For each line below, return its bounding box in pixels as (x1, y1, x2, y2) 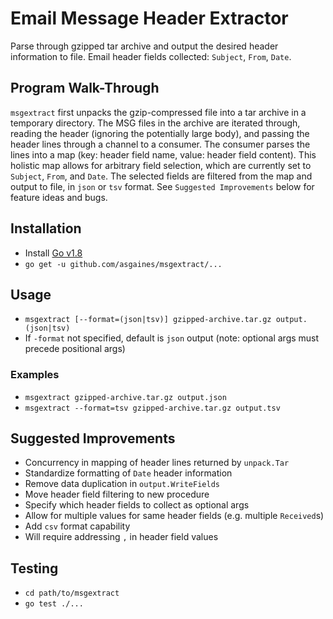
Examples (10, 368, 60, 382)
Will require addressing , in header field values (24, 531, 219, 543)
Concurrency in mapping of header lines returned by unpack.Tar (24, 457, 290, 469)
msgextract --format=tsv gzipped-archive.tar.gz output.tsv (24, 403, 281, 413)
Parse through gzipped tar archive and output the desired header (10, 40, 279, 52)
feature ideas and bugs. (10, 191, 108, 203)
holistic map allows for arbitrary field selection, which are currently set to (10, 159, 312, 171)
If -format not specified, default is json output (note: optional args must (24, 332, 320, 344)
